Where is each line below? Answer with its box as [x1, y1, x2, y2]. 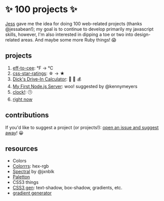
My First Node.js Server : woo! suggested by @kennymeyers [12, 83, 138, 89]
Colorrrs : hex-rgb [12, 163, 49, 169]
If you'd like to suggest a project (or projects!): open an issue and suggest [5, 124, 159, 130]
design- [134, 31, 151, 37]
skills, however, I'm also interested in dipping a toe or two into [5, 31, 134, 37]
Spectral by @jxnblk [12, 169, 54, 175]
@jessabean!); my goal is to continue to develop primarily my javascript [5, 26, 154, 32]
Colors [12, 158, 27, 164]
